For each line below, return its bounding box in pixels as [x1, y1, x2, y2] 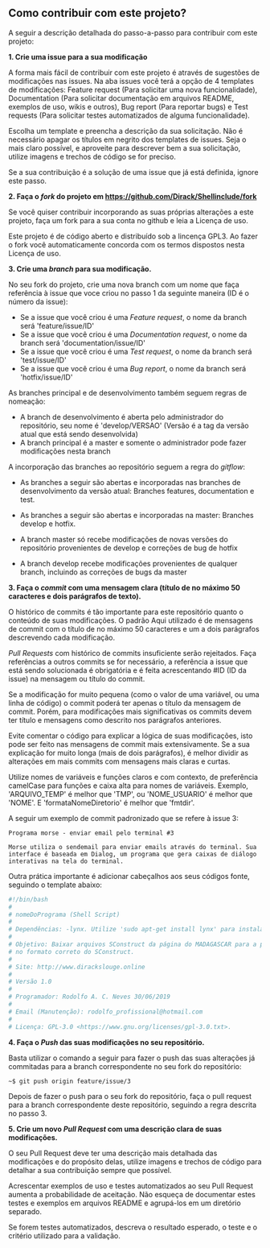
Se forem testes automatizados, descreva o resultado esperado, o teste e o [8, 1222, 258, 1232]
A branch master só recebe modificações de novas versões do [19, 534, 229, 544]
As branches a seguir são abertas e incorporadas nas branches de [19, 477, 241, 487]
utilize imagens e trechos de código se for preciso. [8, 151, 177, 161]
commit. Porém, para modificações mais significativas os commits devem [8, 707, 252, 716]
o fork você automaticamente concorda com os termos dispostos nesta [8, 239, 245, 249]
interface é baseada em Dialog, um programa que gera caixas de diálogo [8, 850, 257, 858]
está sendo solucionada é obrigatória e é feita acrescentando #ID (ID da [8, 665, 247, 675]
